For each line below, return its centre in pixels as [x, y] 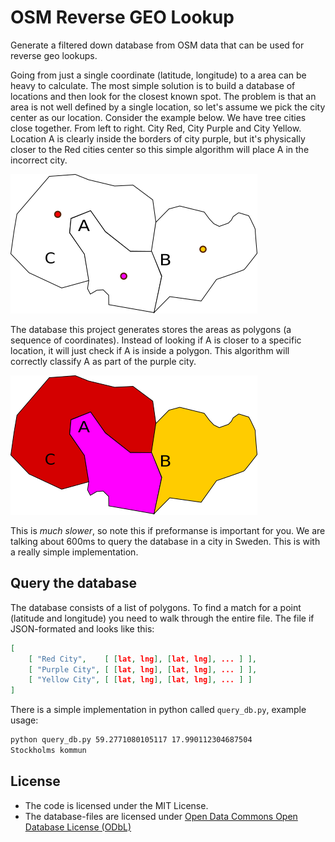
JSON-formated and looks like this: [82, 628]
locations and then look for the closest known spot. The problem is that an [163, 96]
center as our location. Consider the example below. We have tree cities [158, 117]
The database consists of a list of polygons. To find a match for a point [156, 607]
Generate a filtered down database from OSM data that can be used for [157, 45]
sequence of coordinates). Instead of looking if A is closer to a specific [156, 340]
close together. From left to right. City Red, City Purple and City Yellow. [156, 128]
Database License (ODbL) [78, 827]
